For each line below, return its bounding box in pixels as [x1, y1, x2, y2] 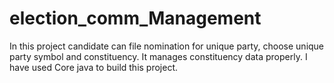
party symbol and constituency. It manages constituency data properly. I [9, 50, 308, 62]
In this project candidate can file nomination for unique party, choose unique [9, 40, 325, 52]
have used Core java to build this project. [9, 61, 179, 73]
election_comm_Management [9, 7, 262, 30]
